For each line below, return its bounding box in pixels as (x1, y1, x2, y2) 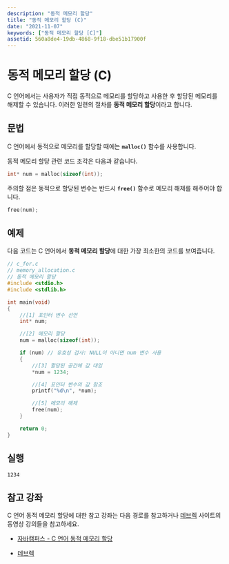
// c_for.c (7, 260, 39, 268)
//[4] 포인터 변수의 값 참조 (32, 381, 103, 388)
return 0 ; (19, 425, 48, 432)
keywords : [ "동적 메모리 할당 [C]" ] (7, 29, 102, 37)
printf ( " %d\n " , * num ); (32, 387, 97, 394)
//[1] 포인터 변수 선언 (19, 311, 78, 318)
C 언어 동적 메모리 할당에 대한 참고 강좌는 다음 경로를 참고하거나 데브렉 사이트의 (7, 512, 221, 520)
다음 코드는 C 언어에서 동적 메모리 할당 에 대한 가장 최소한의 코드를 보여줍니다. (7, 246, 215, 255)
